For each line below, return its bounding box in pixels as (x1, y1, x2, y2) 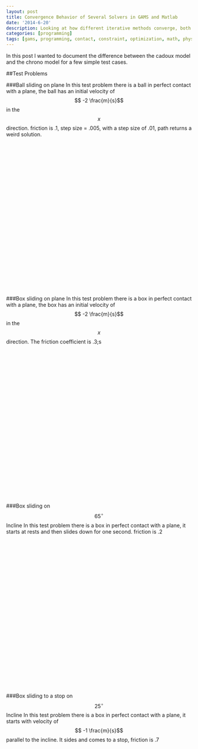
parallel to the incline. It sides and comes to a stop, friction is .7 (6, 736, 160, 744)
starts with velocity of (6, 718, 59, 725)
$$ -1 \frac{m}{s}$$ (74, 727, 124, 734)
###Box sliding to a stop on (6, 692, 73, 699)
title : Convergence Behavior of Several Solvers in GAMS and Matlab (6, 14, 178, 20)
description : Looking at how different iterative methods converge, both (6, 25, 192, 31)
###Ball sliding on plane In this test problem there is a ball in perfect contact (6, 81, 192, 89)
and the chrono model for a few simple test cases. (6, 58, 128, 66)
